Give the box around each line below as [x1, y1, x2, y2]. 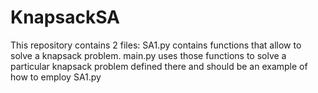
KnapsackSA [10, 6, 120, 29]
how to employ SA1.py [10, 71, 102, 83]
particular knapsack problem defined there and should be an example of [10, 60, 308, 72]
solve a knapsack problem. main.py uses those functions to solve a [10, 49, 287, 61]
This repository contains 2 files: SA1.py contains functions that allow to [10, 39, 302, 51]
